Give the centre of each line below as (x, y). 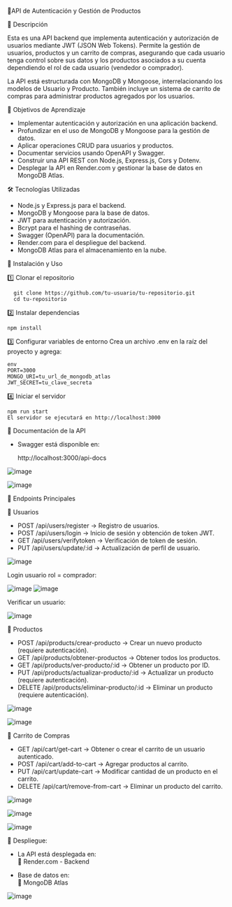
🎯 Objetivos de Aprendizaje (46, 110)
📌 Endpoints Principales (41, 498)
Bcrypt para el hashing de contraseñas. (74, 228)
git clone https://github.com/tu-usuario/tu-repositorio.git (104, 293)
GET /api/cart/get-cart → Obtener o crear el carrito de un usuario (111, 749)
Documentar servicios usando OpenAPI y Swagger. (91, 153)
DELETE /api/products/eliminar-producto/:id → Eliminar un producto (115, 687)
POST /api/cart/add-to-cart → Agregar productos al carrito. (103, 764)
